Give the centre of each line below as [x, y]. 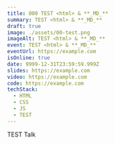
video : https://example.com [47, 77]
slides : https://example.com [49, 70]
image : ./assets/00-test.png [49, 32]
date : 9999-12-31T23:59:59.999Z [53, 64]
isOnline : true [29, 58]
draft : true [24, 26]
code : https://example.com [46, 83]
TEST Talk [22, 134]
